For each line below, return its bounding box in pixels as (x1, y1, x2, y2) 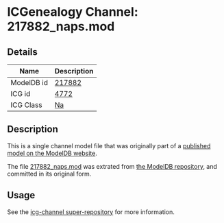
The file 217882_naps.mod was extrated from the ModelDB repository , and (7, 162, 218, 170)
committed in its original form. (7, 169, 92, 178)
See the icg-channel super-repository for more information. (7, 207, 175, 216)
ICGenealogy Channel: (7, 4, 138, 20)
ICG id (10, 89, 31, 98)
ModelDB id (10, 78, 49, 87)
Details (7, 46, 38, 58)
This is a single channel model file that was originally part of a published (7, 141, 211, 150)
